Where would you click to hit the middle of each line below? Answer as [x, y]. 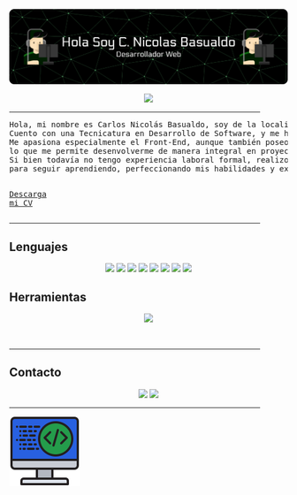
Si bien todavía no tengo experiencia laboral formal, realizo [149, 160]
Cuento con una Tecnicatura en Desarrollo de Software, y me [145, 133]
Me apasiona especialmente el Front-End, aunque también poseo [149, 142]
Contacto [35, 373]
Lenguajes [38, 247]
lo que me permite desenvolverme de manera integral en [133, 151]
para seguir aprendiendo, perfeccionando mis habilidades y [142, 169]
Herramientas [48, 297]
